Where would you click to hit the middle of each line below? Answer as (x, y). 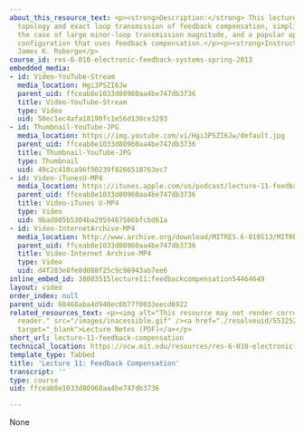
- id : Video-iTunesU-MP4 (56, 178)
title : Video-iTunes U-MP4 (68, 203)
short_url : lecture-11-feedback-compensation (96, 338)
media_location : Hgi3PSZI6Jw (72, 85)
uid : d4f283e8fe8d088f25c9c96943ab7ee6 (93, 271)
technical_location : (48, 346)
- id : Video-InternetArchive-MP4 (72, 228)
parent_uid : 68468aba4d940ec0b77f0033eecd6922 (99, 304)
